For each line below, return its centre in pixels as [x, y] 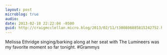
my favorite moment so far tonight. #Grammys [52, 47]
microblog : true [22, 14]
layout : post [19, 10]
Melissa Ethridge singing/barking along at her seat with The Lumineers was [82, 42]
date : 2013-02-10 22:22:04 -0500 [40, 23]
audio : [12, 19]
